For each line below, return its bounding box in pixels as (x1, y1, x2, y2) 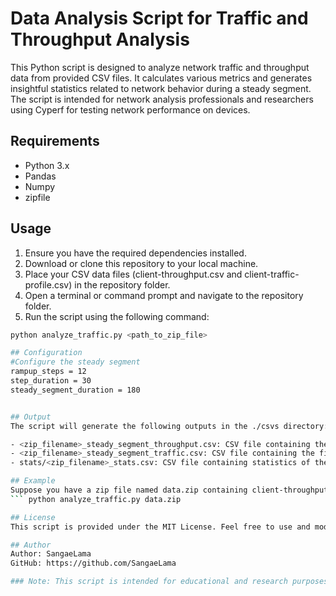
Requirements (10, 133, 100, 150)
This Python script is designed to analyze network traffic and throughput (10, 61, 310, 73)
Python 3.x (24, 159, 70, 171)
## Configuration (10, 348, 83, 358)
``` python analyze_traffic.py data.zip (10, 494, 182, 504)
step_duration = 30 (10, 376, 92, 386)
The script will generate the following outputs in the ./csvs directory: (10, 421, 329, 431)
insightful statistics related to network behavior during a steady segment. (10, 82, 312, 94)
